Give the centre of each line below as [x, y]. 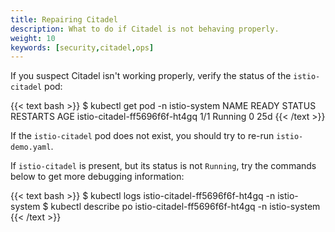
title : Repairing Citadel [64, 19]
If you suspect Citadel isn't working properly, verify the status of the [151, 76]
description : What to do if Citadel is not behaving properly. [145, 29]
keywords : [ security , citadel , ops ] [82, 47]
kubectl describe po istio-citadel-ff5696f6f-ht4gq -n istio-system [185, 207]
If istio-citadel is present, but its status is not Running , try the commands [163, 166]
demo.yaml [31, 147]
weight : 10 [33, 38]
